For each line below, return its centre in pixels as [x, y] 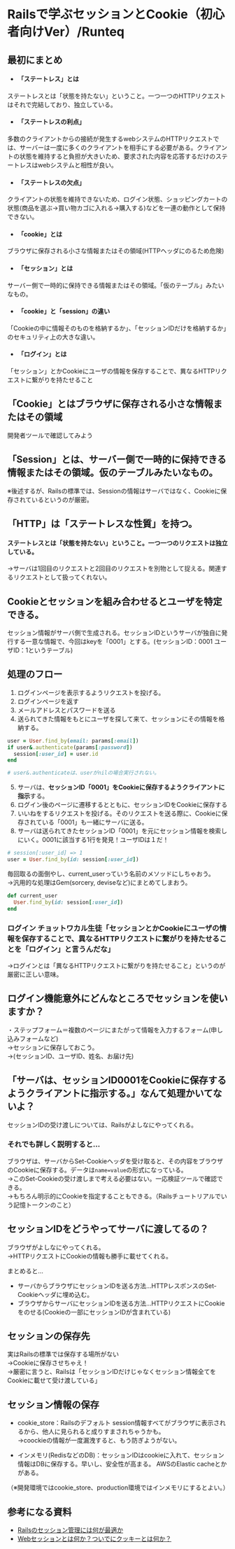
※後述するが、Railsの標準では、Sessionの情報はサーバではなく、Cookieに [114, 491]
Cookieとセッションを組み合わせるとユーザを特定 [115, 602]
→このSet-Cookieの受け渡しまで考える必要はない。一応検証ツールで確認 [112, 1178]
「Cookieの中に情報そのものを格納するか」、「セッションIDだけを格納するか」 [117, 328]
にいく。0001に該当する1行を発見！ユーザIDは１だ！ [93, 840]
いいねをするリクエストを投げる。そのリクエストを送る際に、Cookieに [119, 813]
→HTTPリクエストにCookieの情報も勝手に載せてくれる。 [90, 1256]
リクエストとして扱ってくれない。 [62, 577]
